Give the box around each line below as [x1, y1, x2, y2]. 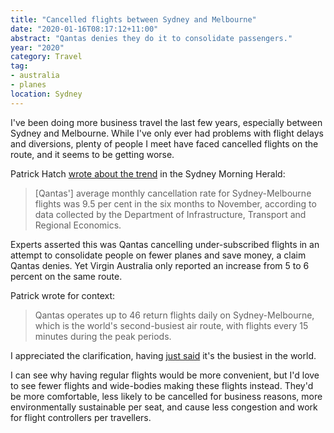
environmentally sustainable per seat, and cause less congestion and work [10, 401, 318, 413]
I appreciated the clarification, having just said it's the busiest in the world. [10, 349, 317, 361]
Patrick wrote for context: [10, 289, 116, 301]
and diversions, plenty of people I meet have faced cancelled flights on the [10, 137, 319, 150]
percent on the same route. [10, 270, 123, 282]
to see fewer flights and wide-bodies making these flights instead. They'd [10, 379, 314, 391]
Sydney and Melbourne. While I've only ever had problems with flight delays [10, 127, 324, 139]
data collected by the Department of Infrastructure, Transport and [34, 208, 307, 220]
